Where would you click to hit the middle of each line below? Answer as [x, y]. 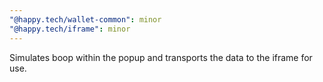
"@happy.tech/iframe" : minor [70, 29]
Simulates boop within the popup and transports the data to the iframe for [161, 57]
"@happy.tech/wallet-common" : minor [85, 19]
